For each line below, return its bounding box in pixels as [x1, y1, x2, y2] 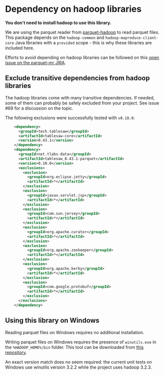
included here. [5, 45, 34, 51]
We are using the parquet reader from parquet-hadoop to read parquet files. [5, 29, 160, 35]
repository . [5, 349, 27, 355]
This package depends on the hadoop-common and [5, 34, 104, 40]
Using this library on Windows [5, 316, 99, 325]
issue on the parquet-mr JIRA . [5, 60, 66, 65]
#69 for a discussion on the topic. [5, 105, 74, 111]
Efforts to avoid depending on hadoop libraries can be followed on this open [5, 54, 160, 60]
